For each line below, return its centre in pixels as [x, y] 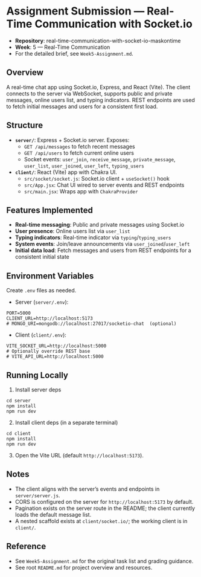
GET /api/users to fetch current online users [79, 153]
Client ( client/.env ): [40, 335]
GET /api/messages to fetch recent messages [79, 146]
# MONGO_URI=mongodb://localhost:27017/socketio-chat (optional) [91, 324]
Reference [26, 546]
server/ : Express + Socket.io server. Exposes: [72, 140]
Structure [25, 125]
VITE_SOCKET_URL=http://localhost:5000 [56, 346]
